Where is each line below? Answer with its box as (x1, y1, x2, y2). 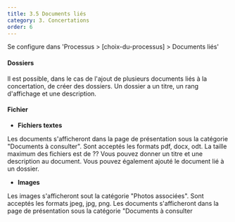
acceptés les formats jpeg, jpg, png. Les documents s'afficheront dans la (7, 199, 220, 207)
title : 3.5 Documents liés (7, 10, 87, 18)
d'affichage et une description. (7, 89, 97, 98)
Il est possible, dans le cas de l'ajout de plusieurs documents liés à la (7, 74, 208, 83)
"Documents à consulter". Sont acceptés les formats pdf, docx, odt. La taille (7, 142, 227, 150)
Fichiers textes (17, 121, 63, 129)
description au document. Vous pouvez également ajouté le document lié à (7, 157, 224, 165)
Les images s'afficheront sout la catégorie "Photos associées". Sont (7, 191, 204, 200)
